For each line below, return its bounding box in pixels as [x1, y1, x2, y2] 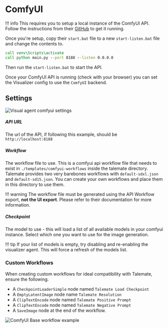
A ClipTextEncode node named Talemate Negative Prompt [12, 302, 131, 308]
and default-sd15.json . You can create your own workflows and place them [5, 176, 163, 182]
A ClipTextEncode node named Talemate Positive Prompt [12, 296, 131, 303]
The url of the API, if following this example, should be [5, 132, 117, 138]
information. [5, 202, 31, 208]
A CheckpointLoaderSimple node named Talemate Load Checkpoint [12, 286, 149, 292]
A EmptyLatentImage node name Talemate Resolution [12, 291, 122, 297]
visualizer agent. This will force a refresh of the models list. [5, 247, 128, 253]
